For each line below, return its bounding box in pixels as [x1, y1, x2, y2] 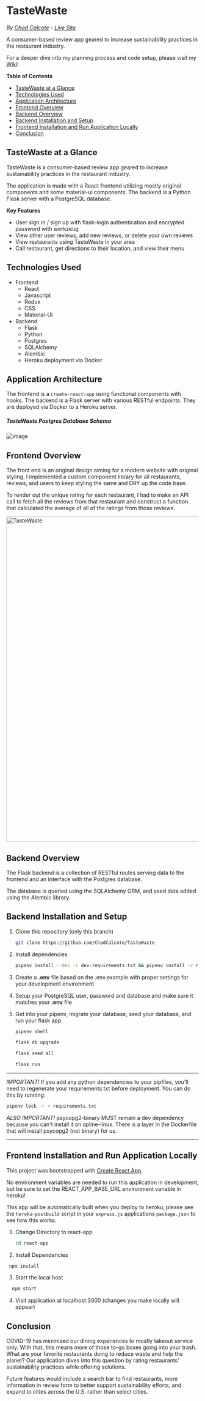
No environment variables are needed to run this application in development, [6, 1179, 199, 1186]
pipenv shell [15, 1028, 49, 1034]
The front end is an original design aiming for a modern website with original [6, 467, 198, 474]
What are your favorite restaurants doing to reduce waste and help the [6, 1350, 183, 1358]
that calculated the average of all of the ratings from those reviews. [6, 505, 175, 512]
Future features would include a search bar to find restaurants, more [6, 1375, 178, 1383]
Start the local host [15, 1274, 63, 1281]
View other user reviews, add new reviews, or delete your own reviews [15, 232, 193, 239]
